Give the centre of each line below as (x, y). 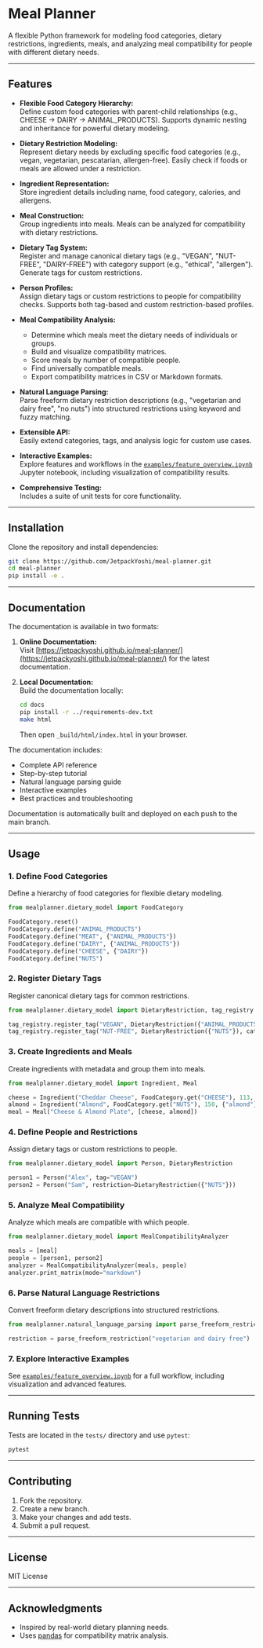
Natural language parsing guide (70, 782)
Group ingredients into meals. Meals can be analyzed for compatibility (132, 224)
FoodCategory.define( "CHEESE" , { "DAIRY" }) (78, 951)
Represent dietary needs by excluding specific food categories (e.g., (130, 152)
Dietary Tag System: (53, 247)
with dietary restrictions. (59, 232)
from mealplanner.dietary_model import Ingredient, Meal (103, 1083)
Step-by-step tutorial (53, 773)
